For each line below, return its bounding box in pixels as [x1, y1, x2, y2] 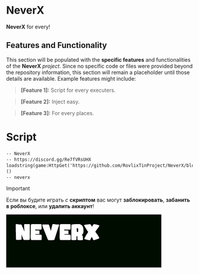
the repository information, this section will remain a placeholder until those [6, 69, 190, 76]
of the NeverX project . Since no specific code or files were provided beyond [6, 62, 193, 69]
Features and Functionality [6, 40, 107, 50]
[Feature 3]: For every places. [20, 109, 94, 116]
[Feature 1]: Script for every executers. [20, 87, 116, 94]
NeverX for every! [6, 23, 50, 30]
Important [6, 184, 30, 192]
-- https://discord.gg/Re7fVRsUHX [6, 157, 92, 163]
